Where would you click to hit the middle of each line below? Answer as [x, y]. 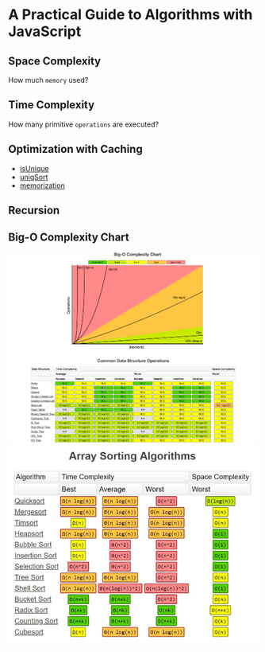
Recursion [34, 211]
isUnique [34, 168]
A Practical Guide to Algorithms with [131, 15]
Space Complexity [55, 61]
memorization [42, 185]
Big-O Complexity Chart [69, 238]
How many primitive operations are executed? [84, 124]
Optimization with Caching [75, 149]
